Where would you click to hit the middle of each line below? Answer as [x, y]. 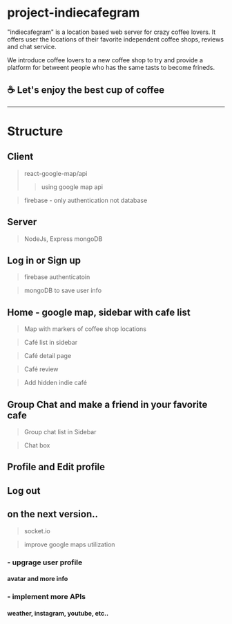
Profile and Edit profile [56, 467]
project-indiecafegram [74, 13]
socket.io [37, 531]
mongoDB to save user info [63, 291]
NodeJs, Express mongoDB [63, 239]
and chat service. [32, 46]
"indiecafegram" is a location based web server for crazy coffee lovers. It [112, 32]
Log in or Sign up [44, 260]
